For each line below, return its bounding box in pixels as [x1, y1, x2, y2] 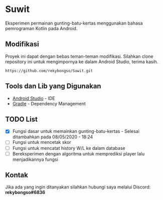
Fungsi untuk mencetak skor [12, 139, 71, 145]
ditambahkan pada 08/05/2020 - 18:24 [12, 134, 93, 140]
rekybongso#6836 [5, 189, 46, 195]
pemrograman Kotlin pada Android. [5, 25, 78, 31]
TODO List [5, 115, 38, 123]
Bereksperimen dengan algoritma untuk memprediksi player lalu [12, 150, 145, 156]
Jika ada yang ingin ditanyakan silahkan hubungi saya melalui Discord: [5, 184, 151, 190]
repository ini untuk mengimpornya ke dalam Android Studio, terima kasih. [5, 59, 158, 65]
